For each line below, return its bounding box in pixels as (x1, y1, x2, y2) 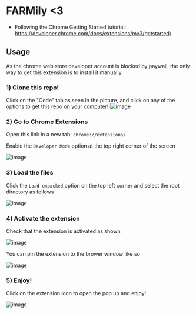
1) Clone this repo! (6, 83, 59, 92)
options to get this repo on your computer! (6, 103, 109, 110)
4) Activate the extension (6, 214, 81, 222)
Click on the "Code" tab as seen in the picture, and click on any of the (6, 97, 175, 104)
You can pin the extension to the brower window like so (6, 250, 140, 257)
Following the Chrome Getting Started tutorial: (14, 24, 127, 31)
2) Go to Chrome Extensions (6, 118, 88, 126)
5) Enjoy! (6, 276, 32, 285)
